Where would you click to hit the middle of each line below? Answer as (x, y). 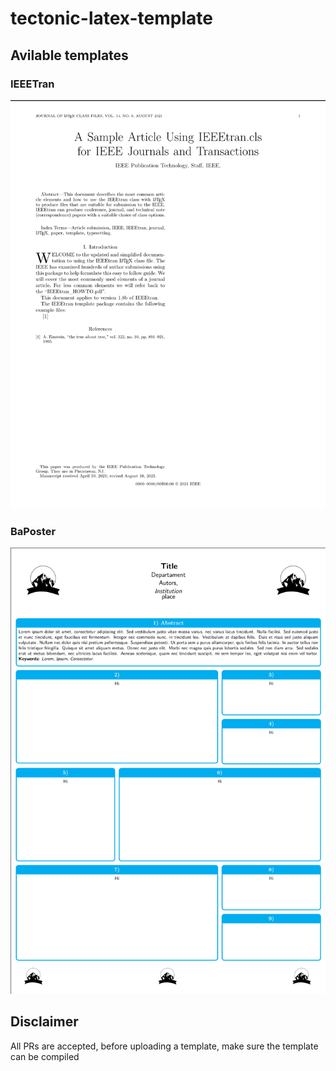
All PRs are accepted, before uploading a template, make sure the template (164, 1046)
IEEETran (32, 84)
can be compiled (45, 1056)
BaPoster (33, 531)
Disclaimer (44, 1022)
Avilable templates (69, 55)
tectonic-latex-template (111, 18)
